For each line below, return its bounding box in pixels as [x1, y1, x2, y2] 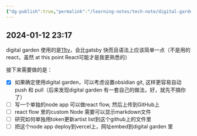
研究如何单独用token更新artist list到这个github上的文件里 [14, 115, 152, 123]
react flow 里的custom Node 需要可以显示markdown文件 [14, 108, 151, 115]
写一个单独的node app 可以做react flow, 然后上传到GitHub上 [14, 101, 160, 108]
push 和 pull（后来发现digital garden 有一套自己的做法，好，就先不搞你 [14, 86, 186, 93]
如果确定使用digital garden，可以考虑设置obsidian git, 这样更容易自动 [14, 79, 182, 86]
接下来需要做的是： [6, 66, 53, 73]
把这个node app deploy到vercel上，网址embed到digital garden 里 [14, 123, 174, 130]
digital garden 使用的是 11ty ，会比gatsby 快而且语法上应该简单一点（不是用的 [6, 46, 191, 53]
